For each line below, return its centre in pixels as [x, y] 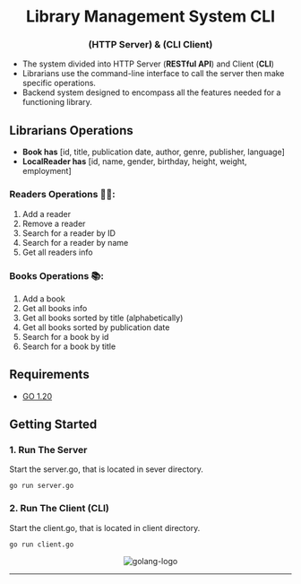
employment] [47, 171]
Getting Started [53, 425]
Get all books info [55, 308]
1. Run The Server [48, 450]
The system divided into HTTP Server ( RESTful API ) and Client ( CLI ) [148, 64]
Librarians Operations [72, 131]
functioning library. [57, 102]
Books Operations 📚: [57, 275]
